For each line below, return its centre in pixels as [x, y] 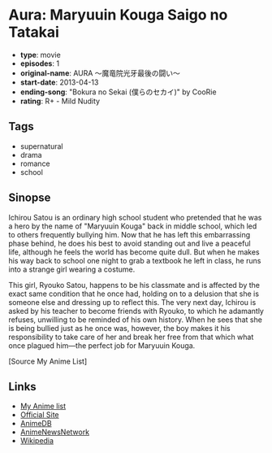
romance [35, 163]
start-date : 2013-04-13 [59, 82]
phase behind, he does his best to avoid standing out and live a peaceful [130, 243]
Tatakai [34, 32]
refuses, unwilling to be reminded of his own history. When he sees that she [135, 320]
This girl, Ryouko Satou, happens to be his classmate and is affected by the [134, 285]
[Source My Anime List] [48, 361]
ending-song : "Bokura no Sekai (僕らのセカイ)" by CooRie [118, 92]
